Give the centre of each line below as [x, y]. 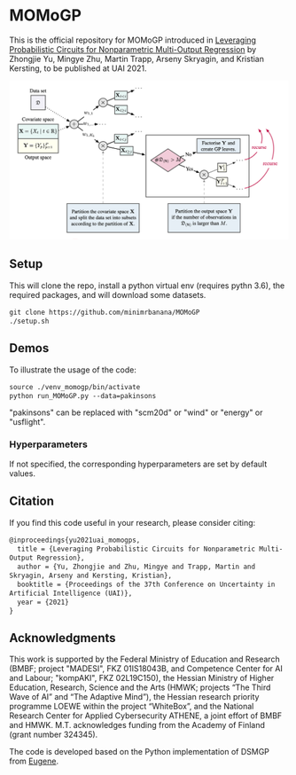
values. [22, 473]
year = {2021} [43, 602]
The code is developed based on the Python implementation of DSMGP [140, 752]
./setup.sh [29, 321]
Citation [32, 501]
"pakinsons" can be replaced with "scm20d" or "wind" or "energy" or [136, 412]
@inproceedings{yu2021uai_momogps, [75, 540]
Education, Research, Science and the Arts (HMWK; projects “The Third [140, 687]
